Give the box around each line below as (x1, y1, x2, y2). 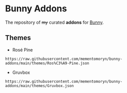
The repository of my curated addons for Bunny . (5, 19, 104, 25)
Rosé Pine (12, 46, 33, 52)
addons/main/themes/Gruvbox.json (5, 83, 74, 88)
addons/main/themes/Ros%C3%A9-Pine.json (5, 60, 90, 66)
